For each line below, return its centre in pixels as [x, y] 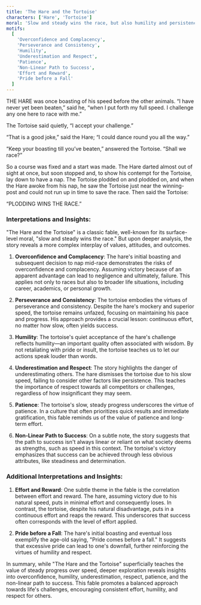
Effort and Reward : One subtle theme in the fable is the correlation [97, 489]
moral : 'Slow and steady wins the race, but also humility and [87, 23]
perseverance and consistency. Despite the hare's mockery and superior [104, 307]
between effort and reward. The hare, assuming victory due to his [96, 496]
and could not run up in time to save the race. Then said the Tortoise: [103, 192]
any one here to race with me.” [44, 114]
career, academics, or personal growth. [63, 289]
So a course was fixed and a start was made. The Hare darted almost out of [100, 167]
